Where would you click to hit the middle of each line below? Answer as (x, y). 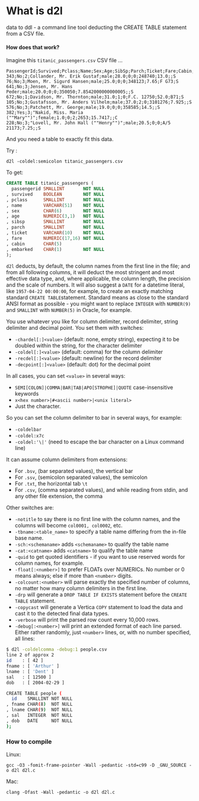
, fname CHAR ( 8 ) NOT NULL (39, 705)
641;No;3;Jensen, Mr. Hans (39, 87)
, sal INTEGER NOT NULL (39, 715)
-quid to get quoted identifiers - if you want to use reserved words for (100, 557)
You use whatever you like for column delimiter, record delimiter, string (92, 321)
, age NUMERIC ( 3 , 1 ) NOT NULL (55, 216)
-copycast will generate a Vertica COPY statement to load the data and (99, 607)
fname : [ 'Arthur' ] (33, 666)
